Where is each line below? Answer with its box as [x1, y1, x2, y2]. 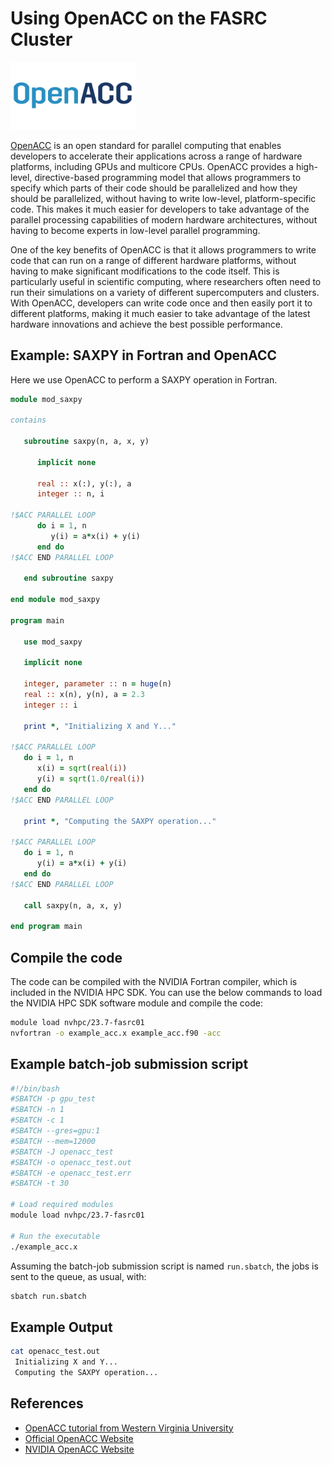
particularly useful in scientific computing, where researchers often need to [10, 275, 322, 287]
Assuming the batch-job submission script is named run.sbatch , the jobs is [10, 1260, 319, 1272]
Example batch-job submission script [10, 1056, 249, 1073]
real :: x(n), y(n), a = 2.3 [23, 690, 145, 700]
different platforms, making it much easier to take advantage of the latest [10, 307, 311, 319]
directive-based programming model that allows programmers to [34, 171, 302, 183]
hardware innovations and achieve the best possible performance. [10, 318, 283, 330]
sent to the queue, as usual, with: [10, 1270, 147, 1282]
